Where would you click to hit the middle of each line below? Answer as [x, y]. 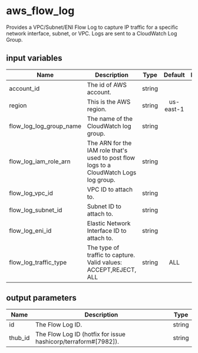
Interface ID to [107, 230]
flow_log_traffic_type [38, 262]
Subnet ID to [104, 206]
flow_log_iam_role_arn [40, 161]
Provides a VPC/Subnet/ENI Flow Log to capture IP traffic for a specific [92, 27]
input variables [34, 58]
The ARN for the [109, 143]
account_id [24, 88]
